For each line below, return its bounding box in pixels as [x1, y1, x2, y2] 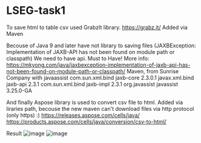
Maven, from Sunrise [127, 67, 179, 75]
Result [6, 130, 22, 137]
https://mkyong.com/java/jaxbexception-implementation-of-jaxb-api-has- [6, 61, 191, 68]
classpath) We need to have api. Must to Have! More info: [6, 55, 150, 62]
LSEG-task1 [6, 4, 65, 18]
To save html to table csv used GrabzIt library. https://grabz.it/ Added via [6, 24, 188, 31]
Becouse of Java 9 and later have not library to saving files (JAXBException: [6, 42, 196, 49]
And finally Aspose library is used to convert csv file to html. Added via [6, 98, 183, 106]
